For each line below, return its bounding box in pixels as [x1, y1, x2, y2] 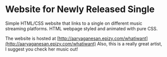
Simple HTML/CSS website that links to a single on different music [5, 20, 142, 26]
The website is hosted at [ [5, 35, 59, 41]
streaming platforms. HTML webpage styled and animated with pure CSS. [5, 25, 158, 31]
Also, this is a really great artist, [97, 40, 162, 46]
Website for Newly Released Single [5, 4, 155, 15]
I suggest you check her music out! [5, 46, 78, 52]
